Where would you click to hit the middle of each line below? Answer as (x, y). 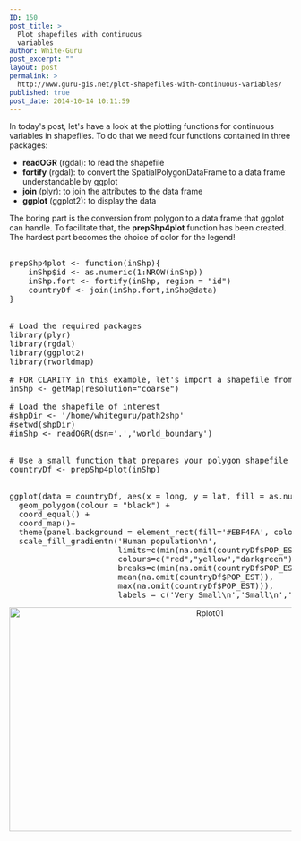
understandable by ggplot (70, 182)
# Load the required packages (76, 326)
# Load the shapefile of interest (85, 407)
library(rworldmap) (52, 362)
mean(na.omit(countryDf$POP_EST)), (196, 577)
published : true (39, 92)
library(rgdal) (43, 344)
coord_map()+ (47, 524)
